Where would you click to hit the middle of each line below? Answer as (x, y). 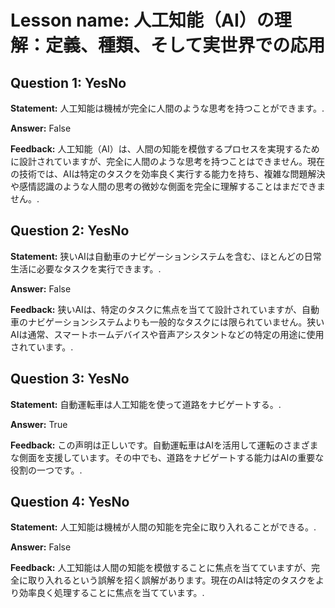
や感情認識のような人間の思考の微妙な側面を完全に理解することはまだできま (168, 186)
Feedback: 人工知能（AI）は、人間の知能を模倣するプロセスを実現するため (165, 149)
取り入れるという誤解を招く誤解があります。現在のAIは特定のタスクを (172, 580)
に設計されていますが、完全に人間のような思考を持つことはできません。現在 (167, 161)
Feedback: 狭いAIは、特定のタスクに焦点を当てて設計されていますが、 (156, 309)
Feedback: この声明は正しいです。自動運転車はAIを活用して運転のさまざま (164, 445)
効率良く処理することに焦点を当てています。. (111, 593)
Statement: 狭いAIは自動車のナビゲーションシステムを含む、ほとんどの (157, 256)
